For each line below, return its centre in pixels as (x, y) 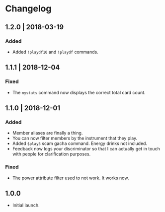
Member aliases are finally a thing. (47, 133)
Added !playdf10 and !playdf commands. (55, 52)
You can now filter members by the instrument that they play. (75, 138)
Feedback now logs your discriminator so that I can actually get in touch (86, 149)
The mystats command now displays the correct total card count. (79, 92)
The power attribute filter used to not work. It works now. (71, 178)
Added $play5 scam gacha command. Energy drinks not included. (80, 143)
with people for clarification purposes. (51, 154)
